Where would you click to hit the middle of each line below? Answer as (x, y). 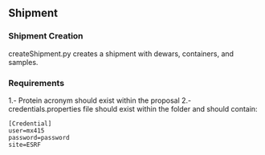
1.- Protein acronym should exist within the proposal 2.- (100, 100)
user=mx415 (26, 131)
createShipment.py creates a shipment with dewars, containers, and (121, 53)
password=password (39, 137)
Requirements (37, 83)
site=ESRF (25, 145)
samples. (23, 62)
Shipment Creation (46, 36)
